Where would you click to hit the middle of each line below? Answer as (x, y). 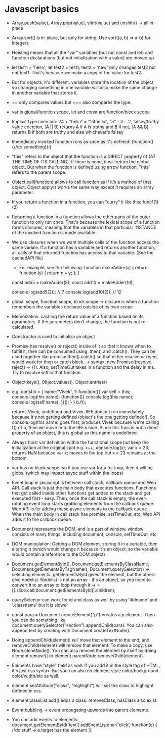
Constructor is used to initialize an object (53, 336)
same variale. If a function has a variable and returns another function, (83, 247)
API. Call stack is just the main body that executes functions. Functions (84, 488)
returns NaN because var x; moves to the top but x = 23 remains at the (84, 453)
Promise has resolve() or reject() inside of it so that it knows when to (81, 346)
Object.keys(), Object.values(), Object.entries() (59, 382)
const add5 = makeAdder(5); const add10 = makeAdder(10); (73, 282)
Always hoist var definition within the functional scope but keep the (80, 442)
